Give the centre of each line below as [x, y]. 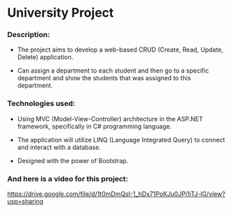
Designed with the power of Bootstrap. [73, 160]
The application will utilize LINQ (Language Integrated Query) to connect [121, 139]
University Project [61, 13]
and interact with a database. [59, 147]
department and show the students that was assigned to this [104, 78]
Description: [29, 35]
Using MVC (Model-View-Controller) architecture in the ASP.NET [110, 119]
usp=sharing [25, 202]
